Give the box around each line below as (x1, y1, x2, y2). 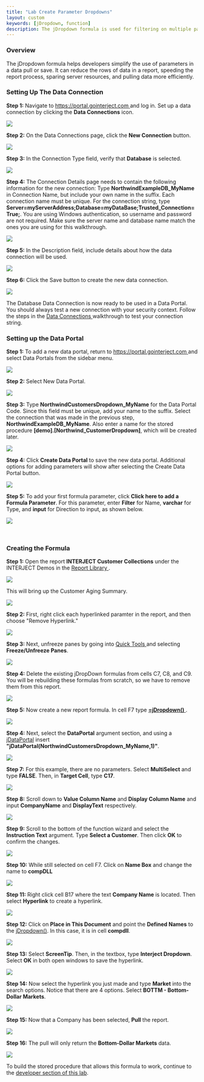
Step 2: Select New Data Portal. (6, 378, 86, 385)
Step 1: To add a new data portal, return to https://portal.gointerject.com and (6, 348, 198, 355)
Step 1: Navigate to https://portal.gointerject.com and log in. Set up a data (6, 102, 191, 109)
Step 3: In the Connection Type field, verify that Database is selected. (6, 155, 182, 162)
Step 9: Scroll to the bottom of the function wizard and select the (6, 825, 169, 832)
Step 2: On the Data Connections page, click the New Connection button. (6, 132, 191, 139)
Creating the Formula (6, 544, 70, 553)
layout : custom (6, 15, 45, 21)
